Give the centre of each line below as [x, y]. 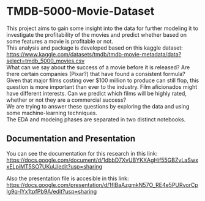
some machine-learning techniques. [52, 113]
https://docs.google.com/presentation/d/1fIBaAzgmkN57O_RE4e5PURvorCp [102, 184]
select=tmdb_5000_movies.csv [46, 61]
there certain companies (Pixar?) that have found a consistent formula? [96, 74]
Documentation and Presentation [71, 139]
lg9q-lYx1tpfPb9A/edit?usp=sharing [52, 191]
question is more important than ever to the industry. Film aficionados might [102, 86]
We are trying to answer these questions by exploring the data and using [98, 106]
